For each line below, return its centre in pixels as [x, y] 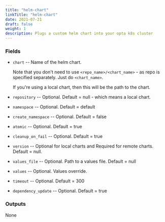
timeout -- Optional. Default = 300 [48, 181]
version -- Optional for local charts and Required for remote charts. [83, 146]
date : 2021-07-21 [24, 19]
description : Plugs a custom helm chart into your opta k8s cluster [79, 33]
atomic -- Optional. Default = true [47, 127]
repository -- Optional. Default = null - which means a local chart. [82, 97]
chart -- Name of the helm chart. [47, 62]
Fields [13, 51]
